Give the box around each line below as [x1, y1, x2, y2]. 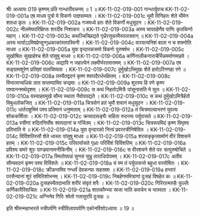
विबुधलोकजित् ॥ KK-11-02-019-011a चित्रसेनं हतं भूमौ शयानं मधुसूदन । [6, 99, 148, 106]
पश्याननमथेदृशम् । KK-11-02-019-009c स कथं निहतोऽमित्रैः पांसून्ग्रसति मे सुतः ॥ [6, 86, 165, 93]
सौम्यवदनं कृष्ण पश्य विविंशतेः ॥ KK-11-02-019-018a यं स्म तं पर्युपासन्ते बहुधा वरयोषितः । [6, 159, 180, 166]
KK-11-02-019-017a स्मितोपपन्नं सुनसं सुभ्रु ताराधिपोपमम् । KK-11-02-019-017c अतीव [6, 153, 182, 160]
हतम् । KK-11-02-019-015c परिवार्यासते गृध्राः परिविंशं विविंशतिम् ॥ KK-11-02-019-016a [6, 140, 186, 146]
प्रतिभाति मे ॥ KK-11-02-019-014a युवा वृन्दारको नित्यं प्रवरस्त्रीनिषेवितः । [6, 126, 149, 133]
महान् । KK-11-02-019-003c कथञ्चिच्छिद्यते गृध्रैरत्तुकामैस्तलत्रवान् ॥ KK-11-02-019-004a [6, 33, 194, 39]
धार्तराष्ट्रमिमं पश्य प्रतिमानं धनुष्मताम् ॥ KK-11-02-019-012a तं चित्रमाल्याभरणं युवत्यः [18, 106, 179, 113]
